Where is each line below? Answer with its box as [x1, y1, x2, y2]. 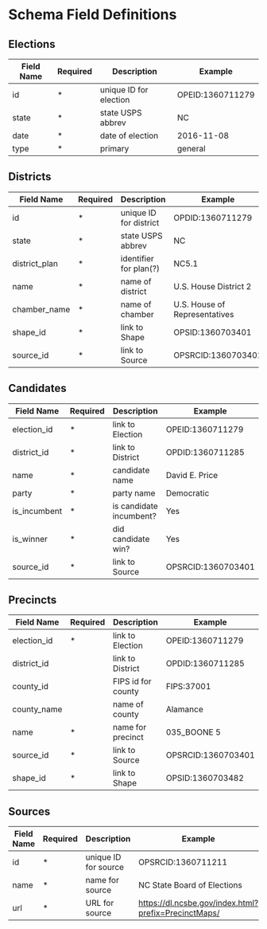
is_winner [12, 533, 48, 544]
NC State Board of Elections [138, 880, 242, 891]
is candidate [112, 500, 159, 512]
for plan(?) [120, 263, 161, 274]
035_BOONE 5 [165, 727, 221, 738]
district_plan [12, 257, 58, 269]
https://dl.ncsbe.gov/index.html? [138, 898, 259, 909]
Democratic [165, 488, 210, 499]
